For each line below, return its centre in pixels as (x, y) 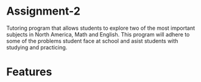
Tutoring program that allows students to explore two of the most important (101, 28)
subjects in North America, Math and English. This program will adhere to (98, 34)
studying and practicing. (37, 47)
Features (29, 72)
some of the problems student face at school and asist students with (92, 41)
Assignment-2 (44, 11)
